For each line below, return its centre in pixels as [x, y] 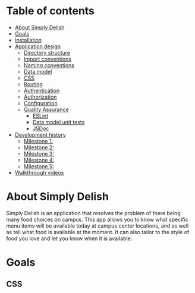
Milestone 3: [39, 153]
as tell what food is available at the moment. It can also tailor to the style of [98, 232]
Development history [40, 134]
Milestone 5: [39, 166]
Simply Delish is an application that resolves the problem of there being [93, 213]
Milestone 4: [39, 160]
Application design [38, 46]
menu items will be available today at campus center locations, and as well [97, 226]
